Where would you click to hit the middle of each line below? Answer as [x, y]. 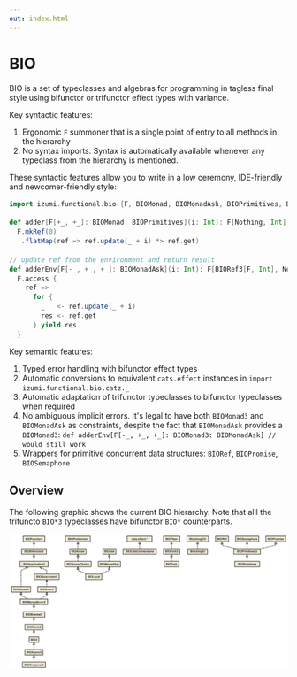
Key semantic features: [51, 351]
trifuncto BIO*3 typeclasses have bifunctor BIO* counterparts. [121, 521]
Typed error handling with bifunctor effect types [110, 368]
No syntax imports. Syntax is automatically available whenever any [143, 150]
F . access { [37, 279]
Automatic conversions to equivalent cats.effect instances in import [147, 378]
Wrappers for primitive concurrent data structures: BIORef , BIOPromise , [150, 453]
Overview [37, 491]
